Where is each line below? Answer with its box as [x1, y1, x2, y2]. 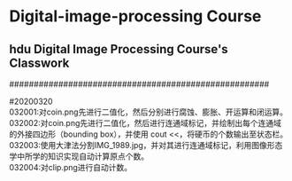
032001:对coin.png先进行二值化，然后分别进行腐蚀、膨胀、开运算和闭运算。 [9, 106, 288, 117]
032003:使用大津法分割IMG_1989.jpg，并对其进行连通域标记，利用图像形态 [9, 140, 283, 150]
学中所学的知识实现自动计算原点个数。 [9, 151, 149, 161]
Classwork [9, 55, 70, 70]
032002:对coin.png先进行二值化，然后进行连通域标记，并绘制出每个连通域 [9, 118, 281, 128]
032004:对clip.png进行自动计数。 [9, 162, 133, 172]
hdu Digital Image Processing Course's [9, 42, 228, 57]
